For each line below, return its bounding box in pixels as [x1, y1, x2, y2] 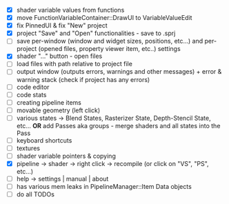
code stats [16, 90, 47, 99]
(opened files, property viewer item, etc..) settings [38, 45, 181, 53]
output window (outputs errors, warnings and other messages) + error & [16, 68, 222, 76]
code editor [16, 83, 50, 91]
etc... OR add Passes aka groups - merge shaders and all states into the [16, 121, 221, 130]
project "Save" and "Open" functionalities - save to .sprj [16, 29, 176, 37]
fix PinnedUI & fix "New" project [16, 21, 108, 30]
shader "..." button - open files [16, 52, 103, 61]
